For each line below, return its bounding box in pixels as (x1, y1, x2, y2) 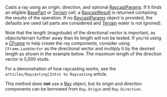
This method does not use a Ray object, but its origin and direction (5, 81, 142, 87)
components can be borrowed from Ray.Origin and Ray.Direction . (5, 86, 142, 92)
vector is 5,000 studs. (5, 56, 50, 62)
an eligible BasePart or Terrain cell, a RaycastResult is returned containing (5, 9, 157, 15)
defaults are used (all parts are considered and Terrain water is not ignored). (5, 20, 162, 26)
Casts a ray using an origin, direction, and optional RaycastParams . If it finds (5, 4, 162, 10)
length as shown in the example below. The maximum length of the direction (5, 51, 162, 57)
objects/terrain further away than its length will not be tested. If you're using (5, 35, 162, 41)
